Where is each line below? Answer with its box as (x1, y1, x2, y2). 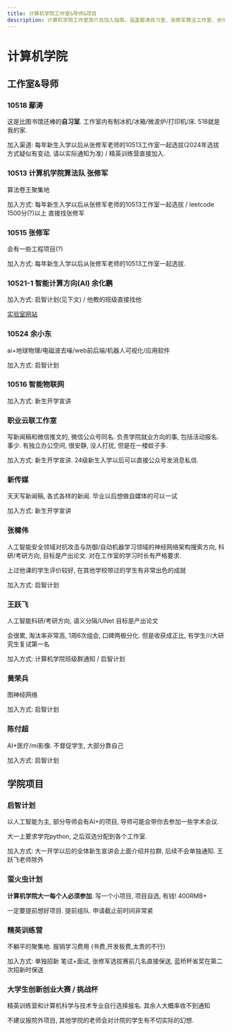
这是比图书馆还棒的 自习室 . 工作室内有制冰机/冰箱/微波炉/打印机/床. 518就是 (7, 117, 220, 126)
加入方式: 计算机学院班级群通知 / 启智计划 (7, 654, 126, 663)
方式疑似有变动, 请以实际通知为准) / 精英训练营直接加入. (7, 149, 166, 158)
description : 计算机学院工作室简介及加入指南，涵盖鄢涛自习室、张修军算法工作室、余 (7, 17, 222, 23)
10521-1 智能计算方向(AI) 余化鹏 (7, 278, 113, 287)
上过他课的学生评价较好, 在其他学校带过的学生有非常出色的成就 (7, 566, 186, 574)
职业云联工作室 (7, 415, 57, 425)
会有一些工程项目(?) (7, 245, 64, 253)
